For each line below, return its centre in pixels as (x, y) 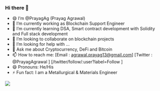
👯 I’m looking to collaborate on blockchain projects (63, 39)
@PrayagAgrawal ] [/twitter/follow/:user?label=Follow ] (68, 62)
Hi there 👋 (17, 8)
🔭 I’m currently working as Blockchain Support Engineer (68, 23)
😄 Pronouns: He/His (33, 67)
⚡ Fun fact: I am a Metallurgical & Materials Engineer (65, 73)
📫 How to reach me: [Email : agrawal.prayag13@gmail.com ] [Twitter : (82, 55)
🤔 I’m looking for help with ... (41, 44)
